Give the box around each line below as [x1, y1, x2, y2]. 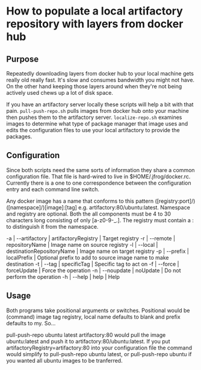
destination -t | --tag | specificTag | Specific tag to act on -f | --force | [6, 260, 179, 267]
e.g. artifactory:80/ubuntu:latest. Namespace [78, 203, 191, 211]
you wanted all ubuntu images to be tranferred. [6, 357, 123, 364]
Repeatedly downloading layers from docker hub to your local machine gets [6, 70, 194, 77]
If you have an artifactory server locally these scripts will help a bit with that [6, 101, 194, 108]
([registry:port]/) [155, 197, 196, 205]
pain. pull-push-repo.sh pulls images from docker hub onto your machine [6, 107, 190, 114]
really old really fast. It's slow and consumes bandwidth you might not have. [6, 77, 194, 83]
